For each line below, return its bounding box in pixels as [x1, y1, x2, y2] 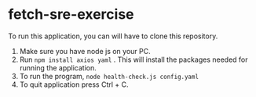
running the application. [19, 63, 97, 72]
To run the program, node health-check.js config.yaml [19, 71, 199, 81]
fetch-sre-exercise [8, 5, 135, 23]
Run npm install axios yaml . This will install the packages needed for [19, 55, 249, 64]
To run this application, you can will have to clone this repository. [8, 31, 218, 41]
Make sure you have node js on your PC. [19, 46, 151, 56]
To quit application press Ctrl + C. [19, 80, 129, 89]
